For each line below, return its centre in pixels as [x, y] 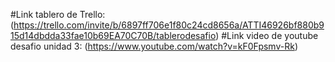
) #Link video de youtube [267, 35]
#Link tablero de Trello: [58, 14]
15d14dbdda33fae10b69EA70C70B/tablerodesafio [113, 35]
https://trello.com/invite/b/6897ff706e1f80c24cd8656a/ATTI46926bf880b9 [169, 25]
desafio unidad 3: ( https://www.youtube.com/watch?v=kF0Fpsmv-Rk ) [154, 46]
